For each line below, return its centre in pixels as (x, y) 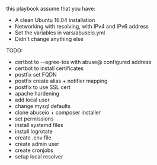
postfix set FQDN (36, 74)
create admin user (37, 144)
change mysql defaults (43, 106)
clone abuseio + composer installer (58, 112)
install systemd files (39, 125)
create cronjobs (34, 150)
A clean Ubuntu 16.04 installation (55, 20)
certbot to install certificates (49, 68)
